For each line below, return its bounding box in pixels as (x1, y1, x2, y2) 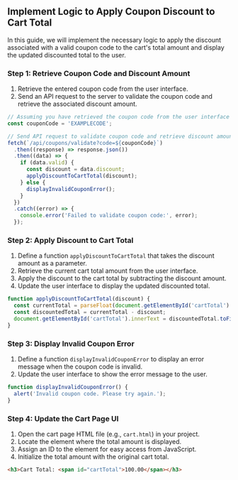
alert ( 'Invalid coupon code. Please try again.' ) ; (13, 390, 166, 397)
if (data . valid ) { (20, 159, 74, 166)
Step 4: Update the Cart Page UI (7, 413, 119, 423)
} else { (20, 179, 46, 186)
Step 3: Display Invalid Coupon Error (7, 339, 135, 349)
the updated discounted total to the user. (7, 50, 126, 59)
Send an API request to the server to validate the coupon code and (17, 92, 212, 101)
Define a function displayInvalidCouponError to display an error (17, 355, 205, 364)
